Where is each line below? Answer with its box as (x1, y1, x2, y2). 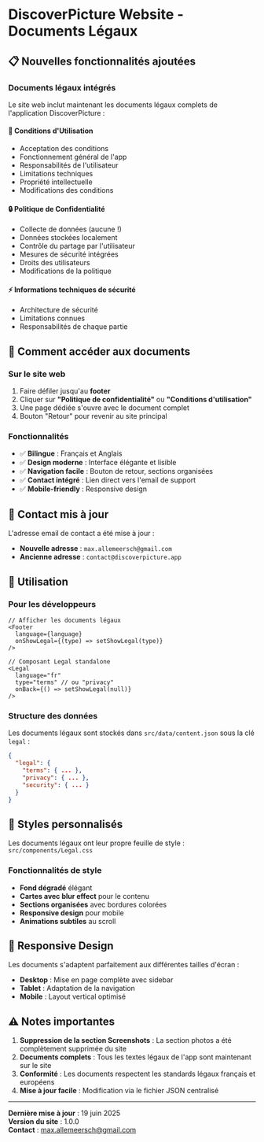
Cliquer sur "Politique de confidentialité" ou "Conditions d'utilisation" (19, 395, 253, 405)
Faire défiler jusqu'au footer (19, 386, 111, 396)
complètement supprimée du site (19, 1044, 127, 1054)
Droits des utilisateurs (19, 258, 90, 268)
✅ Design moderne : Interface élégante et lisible (19, 458, 177, 468)
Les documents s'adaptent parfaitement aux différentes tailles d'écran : (8, 960, 240, 970)
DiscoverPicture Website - (8, 6, 184, 24)
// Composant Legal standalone (8, 657, 111, 666)
